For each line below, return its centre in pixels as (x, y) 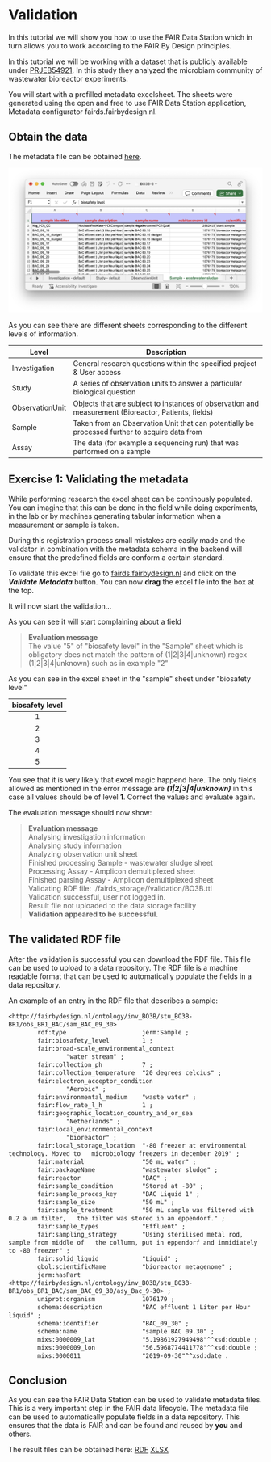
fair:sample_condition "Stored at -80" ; (121, 1186)
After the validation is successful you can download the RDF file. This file (130, 959)
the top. (21, 590)
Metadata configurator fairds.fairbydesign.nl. (83, 112)
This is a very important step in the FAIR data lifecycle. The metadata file (129, 1409)
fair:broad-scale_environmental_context (106, 1048)
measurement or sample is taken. (64, 525)
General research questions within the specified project (165, 364)
